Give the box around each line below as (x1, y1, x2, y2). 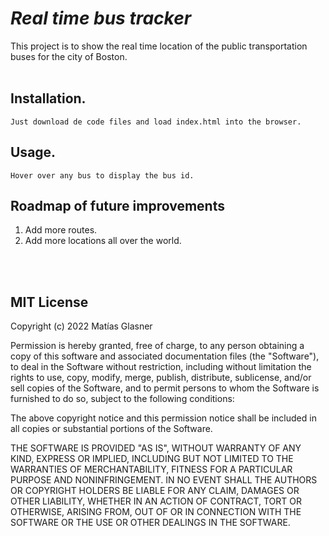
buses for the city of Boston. (10, 50, 128, 62)
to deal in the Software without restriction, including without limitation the (10, 361, 312, 373)
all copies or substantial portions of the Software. (10, 423, 213, 435)
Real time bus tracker (10, 7, 192, 30)
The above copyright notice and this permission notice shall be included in (10, 412, 317, 424)
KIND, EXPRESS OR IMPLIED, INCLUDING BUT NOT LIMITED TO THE (10, 453, 294, 465)
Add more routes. (24, 224, 98, 236)
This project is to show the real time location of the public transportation (10, 40, 308, 52)
